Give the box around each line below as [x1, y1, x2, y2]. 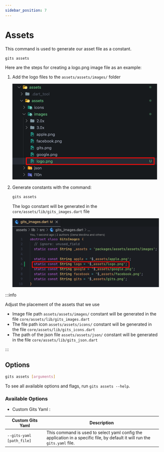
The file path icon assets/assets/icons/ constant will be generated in [12, 321, 152, 327]
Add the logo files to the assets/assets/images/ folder [12, 74, 121, 80]
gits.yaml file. [46, 440, 75, 446]
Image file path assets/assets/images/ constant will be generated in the [12, 311, 157, 317]
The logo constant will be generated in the [12, 203, 98, 209]
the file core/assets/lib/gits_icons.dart [12, 327, 95, 333]
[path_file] [7, 438, 32, 443]
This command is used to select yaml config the [46, 429, 143, 435]
